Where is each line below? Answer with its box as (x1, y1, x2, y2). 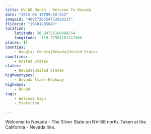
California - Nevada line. (5, 124, 56, 130)
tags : (5, 91, 17, 96)
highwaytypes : (5, 73, 35, 78)
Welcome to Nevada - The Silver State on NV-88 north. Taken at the (5, 119, 146, 125)
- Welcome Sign (14, 96, 46, 101)
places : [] (5, 40, 28, 45)
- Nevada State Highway (14, 77, 64, 82)
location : (5, 26, 26, 31)
